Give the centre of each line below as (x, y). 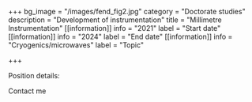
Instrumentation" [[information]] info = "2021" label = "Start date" (115, 28)
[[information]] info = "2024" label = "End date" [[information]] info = (120, 36)
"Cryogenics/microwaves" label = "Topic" (76, 45)
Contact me (27, 91)
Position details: (34, 76)
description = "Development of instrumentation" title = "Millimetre (115, 20)
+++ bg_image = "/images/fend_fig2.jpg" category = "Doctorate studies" (127, 11)
